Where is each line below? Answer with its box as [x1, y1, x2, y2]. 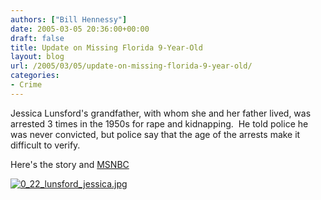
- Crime [10, 80, 43, 90]
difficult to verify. [10, 139, 81, 151]
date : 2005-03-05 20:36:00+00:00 [10, 24, 150, 34]
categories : [10, 71, 60, 81]
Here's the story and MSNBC [10, 158, 130, 170]
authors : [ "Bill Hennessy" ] [10, 14, 128, 25]
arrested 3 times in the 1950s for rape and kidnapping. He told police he [10, 117, 309, 130]
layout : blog [10, 52, 65, 62]
